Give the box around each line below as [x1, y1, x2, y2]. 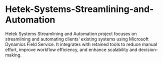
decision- [138, 46, 158, 52]
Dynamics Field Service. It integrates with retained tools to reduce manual [5, 41, 157, 47]
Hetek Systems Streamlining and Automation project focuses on [5, 30, 137, 36]
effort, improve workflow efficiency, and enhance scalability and [5, 46, 137, 52]
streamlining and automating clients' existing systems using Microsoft [5, 36, 149, 42]
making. [5, 51, 22, 58]
